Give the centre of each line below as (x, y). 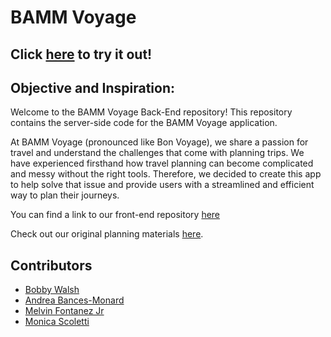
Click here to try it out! (81, 54)
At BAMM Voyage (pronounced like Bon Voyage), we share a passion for (159, 142)
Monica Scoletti (57, 322)
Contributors (51, 265)
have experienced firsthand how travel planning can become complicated (162, 163)
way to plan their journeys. (65, 195)
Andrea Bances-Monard (74, 300)
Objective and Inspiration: (92, 87)
